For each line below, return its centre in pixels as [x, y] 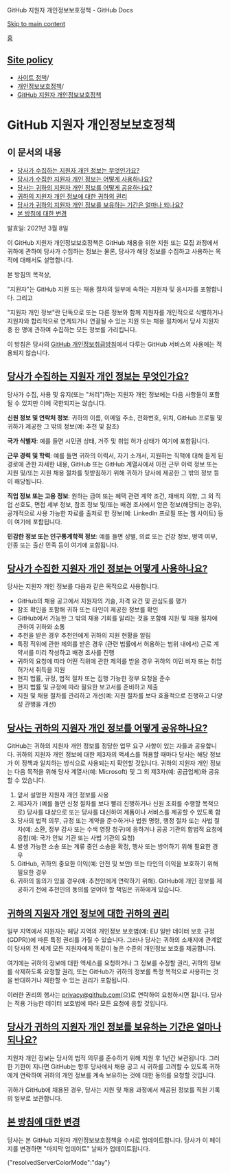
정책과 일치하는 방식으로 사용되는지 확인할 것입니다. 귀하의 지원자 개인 [115, 763]
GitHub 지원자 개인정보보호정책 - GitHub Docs [70, 10]
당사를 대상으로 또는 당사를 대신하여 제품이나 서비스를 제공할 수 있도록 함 [124, 812]
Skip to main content [36, 24]
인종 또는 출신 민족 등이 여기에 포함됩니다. [63, 545]
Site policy [30, 60]
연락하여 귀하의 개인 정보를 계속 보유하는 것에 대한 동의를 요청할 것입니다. [118, 1075]
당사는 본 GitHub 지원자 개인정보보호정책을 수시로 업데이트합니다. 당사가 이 [107, 1140]
